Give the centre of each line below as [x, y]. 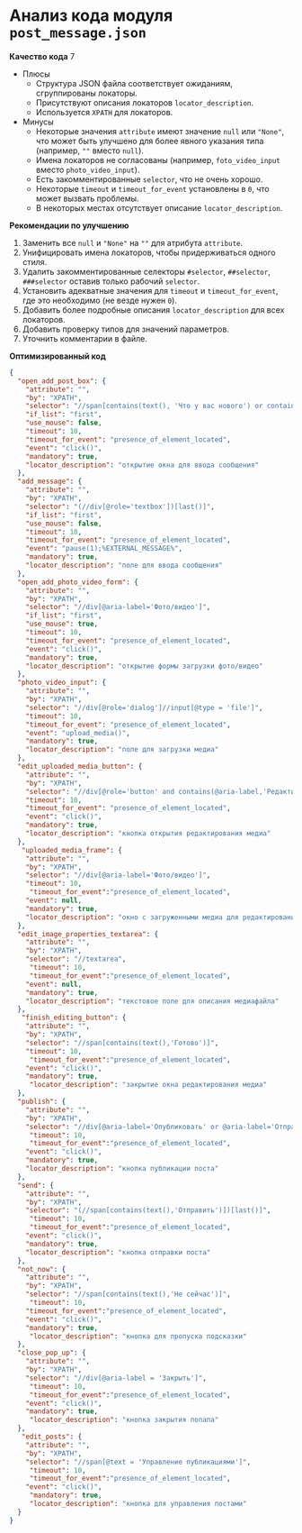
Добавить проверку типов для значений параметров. [125, 329]
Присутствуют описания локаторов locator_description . [145, 102]
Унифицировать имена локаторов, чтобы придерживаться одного [149, 252]
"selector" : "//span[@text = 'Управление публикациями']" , [138, 1462]
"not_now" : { [42, 1269]
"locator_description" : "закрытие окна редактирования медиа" [148, 1085]
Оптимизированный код [58, 356]
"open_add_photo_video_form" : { [78, 582]
